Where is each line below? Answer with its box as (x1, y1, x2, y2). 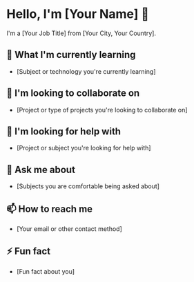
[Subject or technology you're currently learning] (16, 67, 156, 75)
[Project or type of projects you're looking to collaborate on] (16, 105, 188, 114)
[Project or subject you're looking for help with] (16, 144, 151, 152)
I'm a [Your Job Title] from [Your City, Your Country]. (6, 29, 157, 37)
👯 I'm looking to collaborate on (6, 88, 140, 99)
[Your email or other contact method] (16, 225, 122, 233)
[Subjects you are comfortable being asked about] (16, 182, 160, 190)
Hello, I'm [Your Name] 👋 (6, 6, 150, 22)
